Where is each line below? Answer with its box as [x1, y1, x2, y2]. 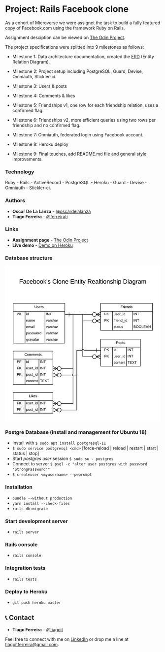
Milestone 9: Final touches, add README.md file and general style [12, 151, 147, 157]
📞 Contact [5, 614, 34, 622]
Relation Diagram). [12, 59, 50, 65]
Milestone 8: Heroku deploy [12, 141, 69, 147]
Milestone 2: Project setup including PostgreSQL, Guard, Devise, [12, 68, 143, 74]
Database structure [5, 255, 53, 261]
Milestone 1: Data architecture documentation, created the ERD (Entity [12, 53, 154, 60]
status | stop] [12, 451, 39, 456]
